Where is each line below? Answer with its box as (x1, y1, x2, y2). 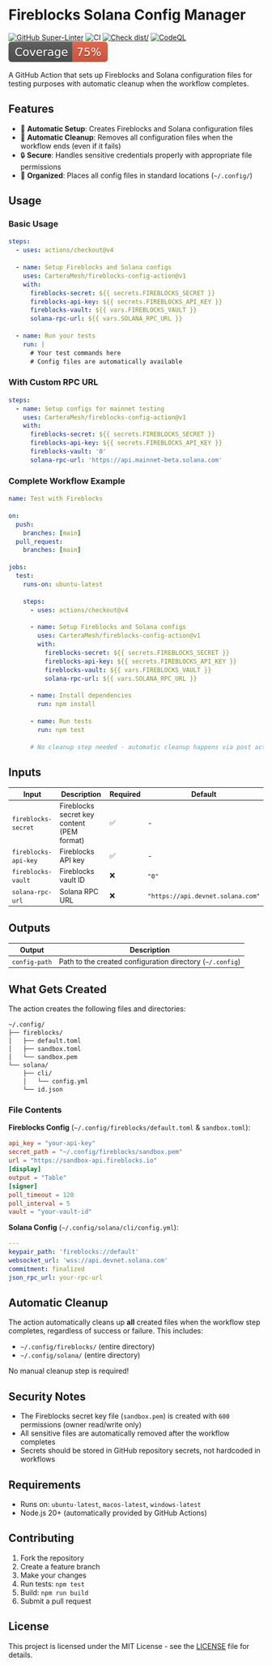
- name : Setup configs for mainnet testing (15, 404, 164, 413)
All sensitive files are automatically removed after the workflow (19, 1428, 230, 1438)
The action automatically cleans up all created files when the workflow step (8, 1317, 261, 1328)
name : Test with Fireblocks (8, 495, 104, 503)
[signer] (8, 1182, 38, 1190)
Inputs (8, 765, 42, 779)
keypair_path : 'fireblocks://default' (8, 1248, 139, 1256)
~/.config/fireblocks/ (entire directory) (19, 1341, 155, 1352)
